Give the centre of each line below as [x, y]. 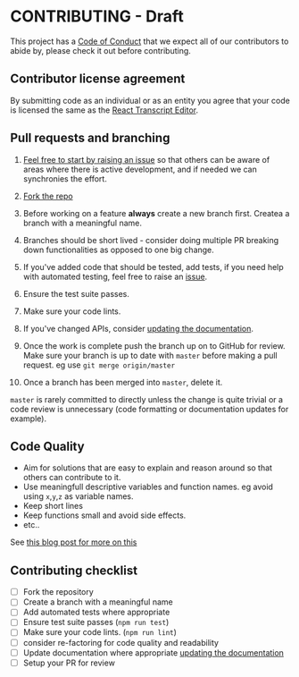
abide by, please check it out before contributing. [100, 50]
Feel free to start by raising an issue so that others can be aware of [146, 159]
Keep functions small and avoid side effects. [104, 515]
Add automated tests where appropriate [96, 612]
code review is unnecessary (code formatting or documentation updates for [149, 409]
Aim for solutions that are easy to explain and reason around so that [148, 468]
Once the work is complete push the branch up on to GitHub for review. [154, 345]
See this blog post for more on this [74, 542]
